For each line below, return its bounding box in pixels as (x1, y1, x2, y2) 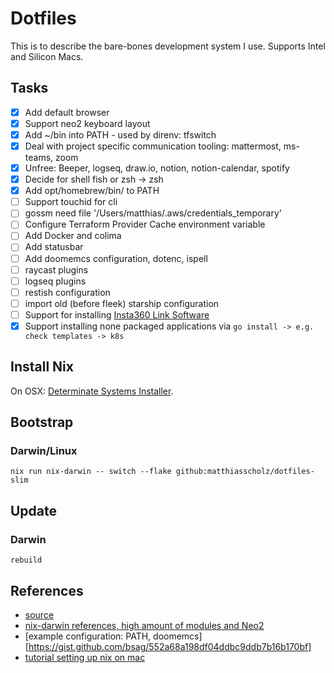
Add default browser (24, 106, 110, 118)
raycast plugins (24, 263, 89, 276)
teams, (24, 152, 54, 163)
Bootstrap (10, 414, 74, 431)
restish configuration (24, 286, 111, 298)
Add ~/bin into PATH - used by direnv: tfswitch (24, 128, 217, 141)
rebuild (10, 555, 43, 566)
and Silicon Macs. (10, 50, 84, 62)
